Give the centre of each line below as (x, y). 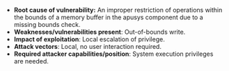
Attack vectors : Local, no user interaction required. (88, 47)
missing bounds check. (47, 24)
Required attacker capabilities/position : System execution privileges (113, 54)
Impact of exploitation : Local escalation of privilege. (89, 39)
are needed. (31, 61)
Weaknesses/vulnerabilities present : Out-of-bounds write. (100, 32)
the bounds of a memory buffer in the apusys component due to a (108, 17)
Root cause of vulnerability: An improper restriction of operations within (118, 10)
